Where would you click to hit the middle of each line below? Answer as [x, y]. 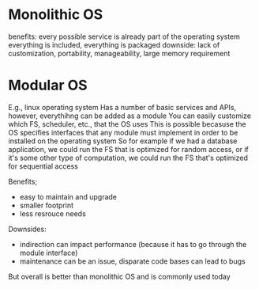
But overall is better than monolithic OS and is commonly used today [119, 276]
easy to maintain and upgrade [68, 196]
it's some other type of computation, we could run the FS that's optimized [128, 158]
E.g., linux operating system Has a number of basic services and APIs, [122, 107]
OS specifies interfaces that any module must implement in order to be [123, 132]
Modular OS [48, 86]
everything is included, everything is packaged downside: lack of [114, 44]
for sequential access [43, 166]
